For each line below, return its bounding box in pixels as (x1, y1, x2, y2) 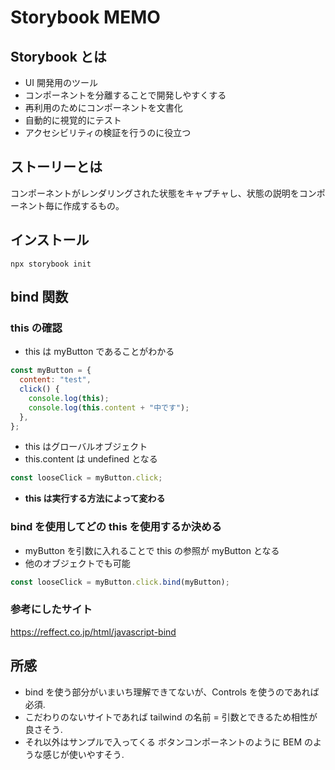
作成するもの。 (62, 199, 125, 211)
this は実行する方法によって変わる (24, 492, 166, 505)
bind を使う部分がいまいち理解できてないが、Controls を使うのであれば (24, 686, 320, 698)
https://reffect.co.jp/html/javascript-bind (10, 626, 177, 638)
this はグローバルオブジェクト (24, 441, 148, 453)
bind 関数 (10, 289, 69, 306)
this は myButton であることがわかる (24, 346, 175, 358)
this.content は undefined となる (24, 453, 158, 465)
